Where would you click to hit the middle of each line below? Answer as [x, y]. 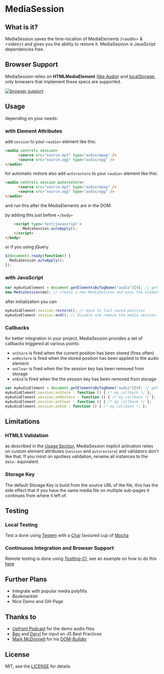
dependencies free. [25, 49]
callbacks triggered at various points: [42, 344]
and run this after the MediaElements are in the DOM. [59, 205]
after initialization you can [31, 302]
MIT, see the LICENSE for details [38, 666]
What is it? [21, 27]
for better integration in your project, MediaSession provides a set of [74, 338]
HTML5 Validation [27, 435]
